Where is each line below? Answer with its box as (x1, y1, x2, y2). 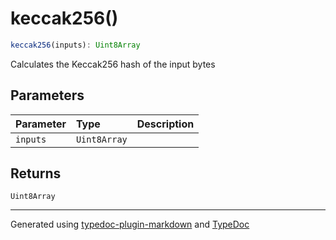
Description (136, 117, 195, 131)
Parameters (10, 87, 85, 104)
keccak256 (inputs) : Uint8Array (10, 40, 141, 50)
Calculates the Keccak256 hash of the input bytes (10, 58, 216, 70)
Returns (10, 165, 62, 182)
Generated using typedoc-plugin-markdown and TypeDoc (10, 218, 250, 231)
